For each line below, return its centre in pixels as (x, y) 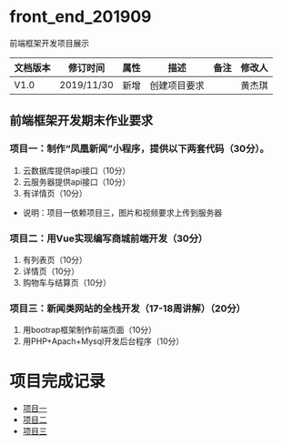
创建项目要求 (177, 86)
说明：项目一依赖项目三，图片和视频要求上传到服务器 (122, 212)
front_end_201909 (81, 17)
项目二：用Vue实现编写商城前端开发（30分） (109, 238)
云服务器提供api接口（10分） (76, 182)
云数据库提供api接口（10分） (76, 170)
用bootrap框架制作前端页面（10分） (89, 330)
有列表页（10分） (55, 259)
